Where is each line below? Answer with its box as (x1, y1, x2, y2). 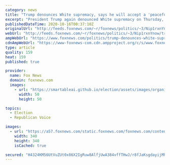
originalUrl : (5, 26, 33, 31)
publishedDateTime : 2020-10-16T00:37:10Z (5, 21, 94, 27)
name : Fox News (10, 73, 42, 78)
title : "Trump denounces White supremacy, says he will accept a (5, 12, 146, 17)
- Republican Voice (10, 115, 51, 120)
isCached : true (14, 143, 47, 148)
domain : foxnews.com (10, 78, 53, 83)
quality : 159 (5, 50, 33, 55)
